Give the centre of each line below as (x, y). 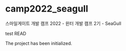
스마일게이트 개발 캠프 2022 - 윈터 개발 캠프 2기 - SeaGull (63, 23)
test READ (16, 33)
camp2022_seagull (47, 9)
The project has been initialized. (39, 43)
